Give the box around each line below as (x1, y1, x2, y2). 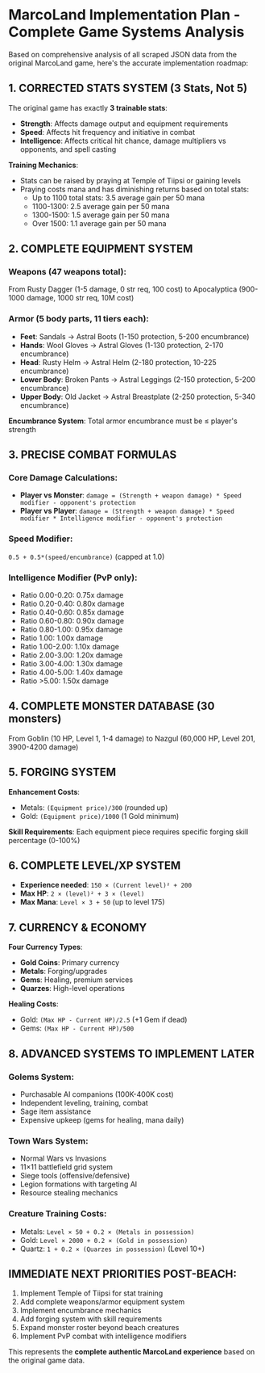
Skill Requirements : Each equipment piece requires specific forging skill (8, 826, 249, 837)
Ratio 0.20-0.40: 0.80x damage (19, 599, 125, 609)
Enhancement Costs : (8, 787, 81, 796)
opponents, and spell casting (19, 144, 117, 154)
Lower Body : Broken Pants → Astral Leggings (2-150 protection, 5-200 (19, 374, 256, 384)
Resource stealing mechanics (19, 1188, 118, 1198)
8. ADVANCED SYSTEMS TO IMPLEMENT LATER (8, 1047, 255, 1060)
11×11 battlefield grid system (19, 1162, 114, 1172)
